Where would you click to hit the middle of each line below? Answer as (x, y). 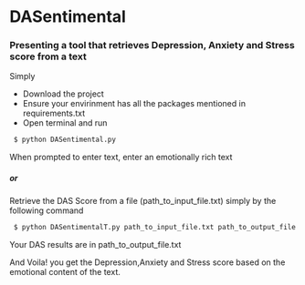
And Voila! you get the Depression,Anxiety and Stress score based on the (147, 262)
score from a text (48, 56)
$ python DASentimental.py (65, 140)
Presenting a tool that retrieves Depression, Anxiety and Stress (152, 46)
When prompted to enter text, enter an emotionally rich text (121, 158)
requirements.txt (54, 113)
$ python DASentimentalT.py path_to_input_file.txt (114, 228)
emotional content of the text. (65, 272)
